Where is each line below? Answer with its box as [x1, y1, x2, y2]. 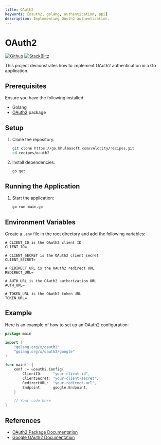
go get [12, 168, 26, 173]
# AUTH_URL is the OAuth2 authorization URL [5, 278, 97, 284]
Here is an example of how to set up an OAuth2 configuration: [5, 322, 129, 328]
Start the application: [12, 195, 54, 201]
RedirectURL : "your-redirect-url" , [22, 380, 97, 385]
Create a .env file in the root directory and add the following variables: [5, 231, 145, 237]
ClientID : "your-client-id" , [22, 371, 90, 376]
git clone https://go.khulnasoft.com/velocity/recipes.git [12, 146, 135, 151]
